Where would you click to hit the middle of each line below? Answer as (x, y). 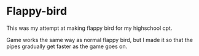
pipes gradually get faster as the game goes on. (67, 46)
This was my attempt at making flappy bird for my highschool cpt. (89, 28)
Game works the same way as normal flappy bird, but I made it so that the (100, 40)
